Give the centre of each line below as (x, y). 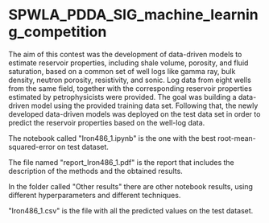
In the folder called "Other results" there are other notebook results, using (131, 186)
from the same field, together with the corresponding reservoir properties (130, 88)
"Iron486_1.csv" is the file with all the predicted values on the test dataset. (131, 210)
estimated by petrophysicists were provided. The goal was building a (122, 97)
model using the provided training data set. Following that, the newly (145, 105)
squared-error (32, 147)
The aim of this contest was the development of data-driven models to (125, 54)
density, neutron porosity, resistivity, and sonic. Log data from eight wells (130, 80)
